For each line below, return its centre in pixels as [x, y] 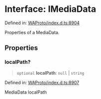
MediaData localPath [26, 92]
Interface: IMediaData [50, 9]
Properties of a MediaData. [32, 32]
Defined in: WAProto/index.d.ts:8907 [42, 82]
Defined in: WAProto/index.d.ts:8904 [42, 23]
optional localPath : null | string [50, 73]
